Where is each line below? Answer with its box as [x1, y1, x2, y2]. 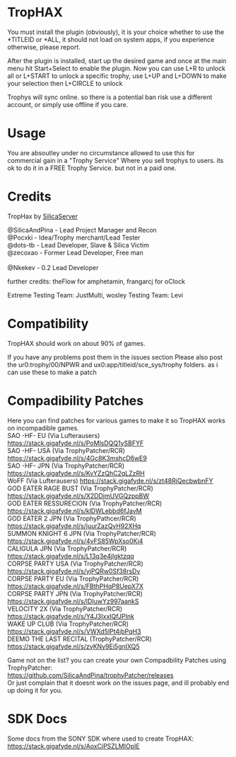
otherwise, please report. [7, 43, 81, 51]
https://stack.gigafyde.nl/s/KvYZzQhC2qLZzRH [7, 469, 145, 477]
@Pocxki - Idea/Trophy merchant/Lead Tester [7, 233, 141, 242]
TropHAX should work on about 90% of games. [7, 339, 146, 347]
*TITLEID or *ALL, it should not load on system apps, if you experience [7, 35, 215, 43]
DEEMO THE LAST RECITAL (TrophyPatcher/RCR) [7, 634, 152, 643]
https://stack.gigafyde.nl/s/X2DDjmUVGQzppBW [7, 491, 150, 500]
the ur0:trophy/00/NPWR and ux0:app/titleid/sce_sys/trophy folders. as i [7, 360, 218, 369]
